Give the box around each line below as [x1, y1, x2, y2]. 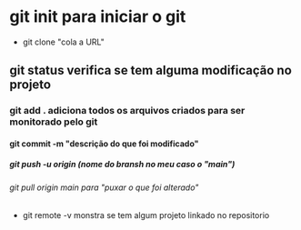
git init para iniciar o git [9, 6, 186, 27]
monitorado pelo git [9, 115, 98, 128]
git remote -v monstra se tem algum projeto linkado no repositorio [22, 210, 270, 221]
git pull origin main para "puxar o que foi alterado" [9, 182, 199, 193]
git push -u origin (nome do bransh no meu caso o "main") [9, 159, 236, 170]
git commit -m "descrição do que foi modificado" [9, 138, 199, 149]
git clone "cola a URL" [22, 36, 105, 47]
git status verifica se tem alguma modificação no [9, 63, 293, 78]
